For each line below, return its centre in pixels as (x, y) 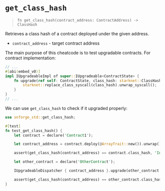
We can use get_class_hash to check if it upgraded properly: (66, 108)
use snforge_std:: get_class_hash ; (41, 117)
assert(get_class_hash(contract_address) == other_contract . (78, 179)
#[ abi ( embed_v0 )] (23, 71)
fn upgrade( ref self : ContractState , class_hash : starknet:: (78, 81)
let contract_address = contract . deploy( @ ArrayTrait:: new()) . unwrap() (88, 144)
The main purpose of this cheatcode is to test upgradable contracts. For (78, 53)
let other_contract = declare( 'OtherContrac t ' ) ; (65, 162)
